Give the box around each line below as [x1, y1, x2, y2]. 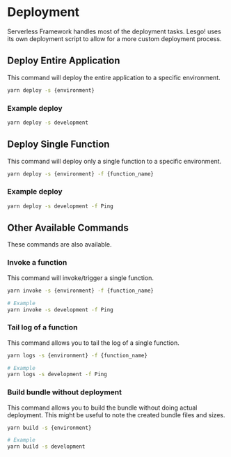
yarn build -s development [7, 443, 86, 450]
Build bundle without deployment [7, 387, 122, 397]
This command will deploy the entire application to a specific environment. [7, 73, 221, 82]
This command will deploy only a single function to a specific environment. [7, 157, 222, 165]
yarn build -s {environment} [7, 424, 92, 431]
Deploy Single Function [7, 139, 110, 150]
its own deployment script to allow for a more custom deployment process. [7, 34, 222, 42]
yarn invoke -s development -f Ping [7, 306, 113, 313]
